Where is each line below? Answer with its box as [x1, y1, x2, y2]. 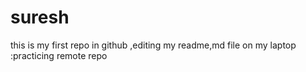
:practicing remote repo [10, 49, 108, 61]
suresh [10, 6, 70, 29]
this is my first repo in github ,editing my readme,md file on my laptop [10, 39, 297, 51]
